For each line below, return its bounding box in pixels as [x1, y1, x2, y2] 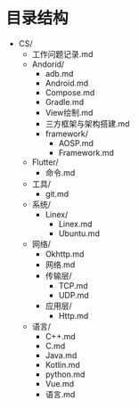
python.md [45, 369, 86, 379]
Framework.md [58, 147, 114, 158]
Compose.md [45, 86, 95, 98]
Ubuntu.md [58, 228, 101, 239]
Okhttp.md [45, 249, 85, 259]
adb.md [45, 68, 74, 78]
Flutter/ [31, 157, 59, 167]
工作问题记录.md [31, 48, 94, 59]
